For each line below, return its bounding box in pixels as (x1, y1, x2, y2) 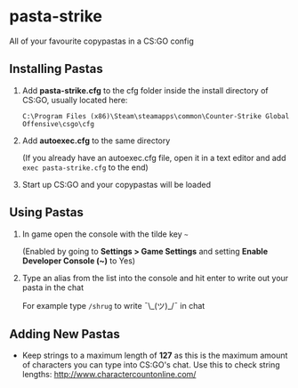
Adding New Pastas (9, 327, 120, 342)
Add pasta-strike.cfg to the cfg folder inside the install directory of (21, 85, 269, 95)
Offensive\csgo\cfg (21, 119, 95, 128)
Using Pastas (9, 205, 85, 220)
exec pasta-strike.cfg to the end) (21, 162, 149, 173)
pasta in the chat (21, 282, 85, 293)
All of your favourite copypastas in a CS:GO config (9, 36, 194, 46)
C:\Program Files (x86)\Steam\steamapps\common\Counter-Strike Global (21, 111, 290, 121)
